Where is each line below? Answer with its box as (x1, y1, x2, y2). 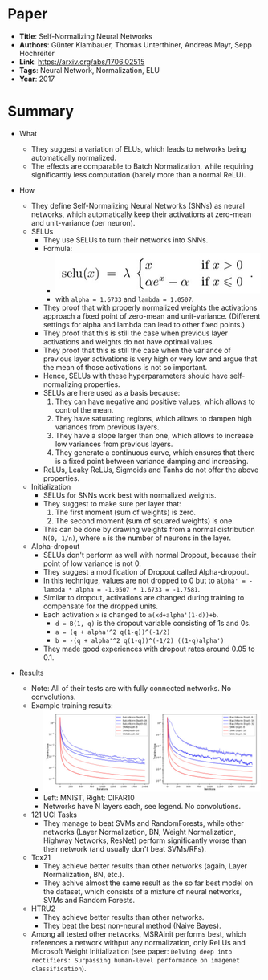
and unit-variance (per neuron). (30, 218, 136, 227)
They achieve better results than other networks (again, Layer (43, 860, 248, 871)
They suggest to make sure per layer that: (43, 498, 181, 508)
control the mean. (55, 405, 114, 414)
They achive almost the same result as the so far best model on (43, 878, 254, 888)
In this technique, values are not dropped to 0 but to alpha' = (43, 575, 246, 585)
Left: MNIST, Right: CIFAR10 (43, 792, 136, 803)
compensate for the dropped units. (43, 601, 158, 611)
